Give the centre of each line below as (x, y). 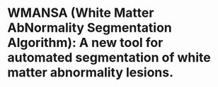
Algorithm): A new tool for (85, 43)
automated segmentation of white (109, 58)
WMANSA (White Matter (81, 13)
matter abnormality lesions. (91, 73)
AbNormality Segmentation (90, 28)
